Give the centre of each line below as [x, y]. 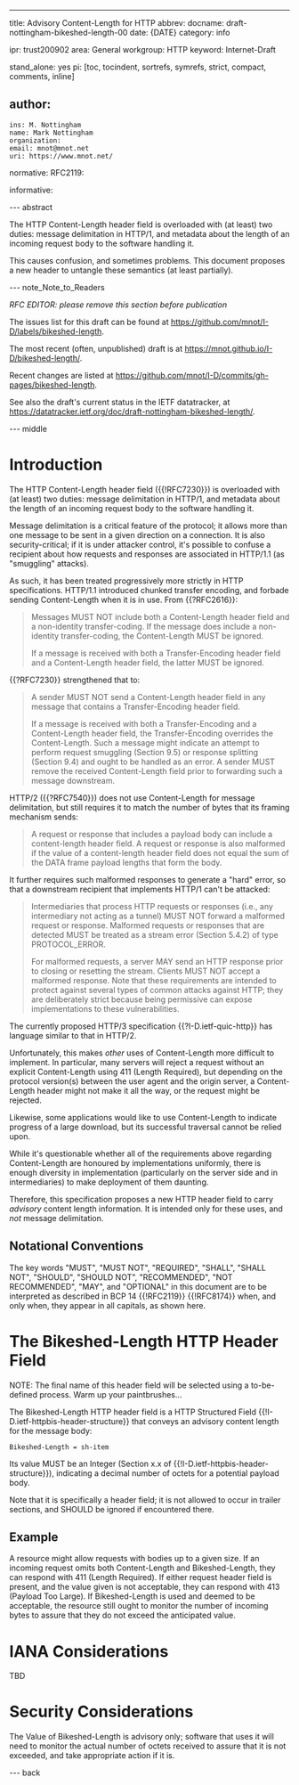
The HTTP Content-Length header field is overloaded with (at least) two [141, 224]
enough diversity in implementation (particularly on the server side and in [144, 1172]
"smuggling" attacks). [49, 563]
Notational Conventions [77, 1247]
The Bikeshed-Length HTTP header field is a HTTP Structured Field [133, 1412]
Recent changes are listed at [61, 375]
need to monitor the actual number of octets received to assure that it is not [148, 1746]
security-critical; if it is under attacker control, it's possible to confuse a [140, 544]
